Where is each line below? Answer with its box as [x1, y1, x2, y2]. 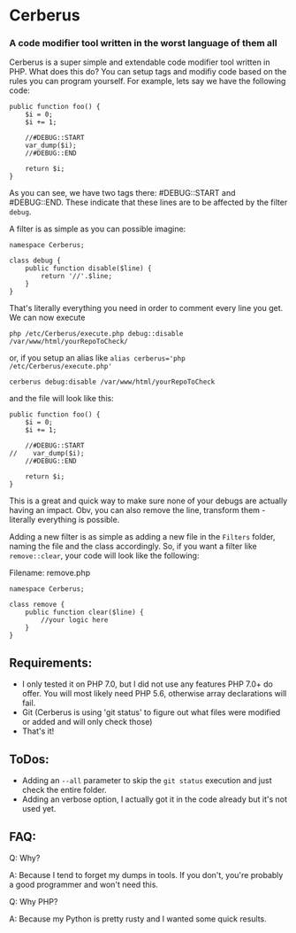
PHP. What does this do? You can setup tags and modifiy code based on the [9, 66, 287, 77]
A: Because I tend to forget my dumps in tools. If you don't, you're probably [9, 869, 284, 880]
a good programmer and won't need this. [9, 879, 159, 890]
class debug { [9, 256, 62, 266]
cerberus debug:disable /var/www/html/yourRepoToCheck [9, 377, 216, 386]
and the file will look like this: [9, 393, 114, 404]
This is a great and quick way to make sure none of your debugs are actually [9, 495, 288, 506]
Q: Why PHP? [9, 896, 58, 906]
